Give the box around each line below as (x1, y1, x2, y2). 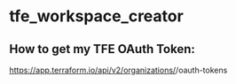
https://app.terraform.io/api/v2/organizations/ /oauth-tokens (9, 65, 228, 75)
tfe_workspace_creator (9, 6, 184, 27)
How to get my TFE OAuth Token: (9, 42, 195, 57)
